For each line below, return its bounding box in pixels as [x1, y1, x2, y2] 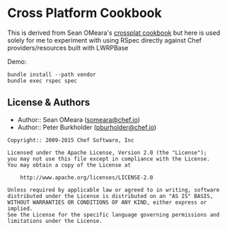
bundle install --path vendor [7, 71, 97, 78]
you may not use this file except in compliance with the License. [7, 155, 211, 163]
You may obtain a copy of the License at [7, 161, 132, 168]
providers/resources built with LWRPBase [7, 43, 129, 52]
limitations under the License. [7, 217, 103, 224]
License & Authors [7, 97, 91, 109]
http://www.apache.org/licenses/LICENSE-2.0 [20, 174, 153, 181]
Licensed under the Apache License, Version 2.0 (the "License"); [7, 149, 207, 156]
